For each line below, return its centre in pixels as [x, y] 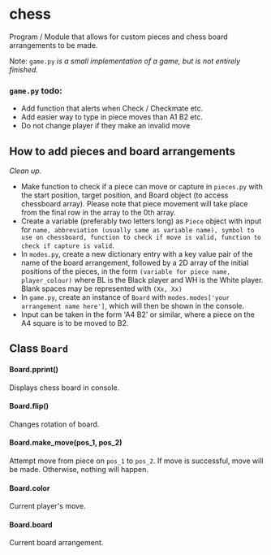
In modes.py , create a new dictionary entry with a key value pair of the [137, 254]
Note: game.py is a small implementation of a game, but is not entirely [125, 61]
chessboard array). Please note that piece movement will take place [134, 204]
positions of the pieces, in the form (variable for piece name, [126, 271]
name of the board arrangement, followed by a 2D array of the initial [135, 263]
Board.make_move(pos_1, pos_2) [66, 443]
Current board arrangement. [56, 543]
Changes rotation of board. [54, 424]
